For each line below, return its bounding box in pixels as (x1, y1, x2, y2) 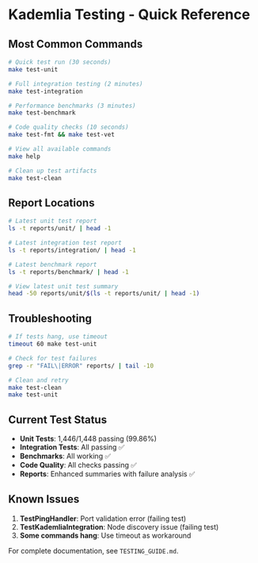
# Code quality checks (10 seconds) (8, 123, 129, 132)
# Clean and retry (8, 376, 69, 384)
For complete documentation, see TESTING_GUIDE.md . (8, 546, 179, 555)
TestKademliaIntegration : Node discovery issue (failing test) (19, 522, 219, 531)
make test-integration (8, 87, 83, 95)
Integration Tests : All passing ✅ (19, 442, 125, 452)
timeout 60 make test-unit (8, 340, 97, 348)
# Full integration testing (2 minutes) (8, 79, 144, 88)
